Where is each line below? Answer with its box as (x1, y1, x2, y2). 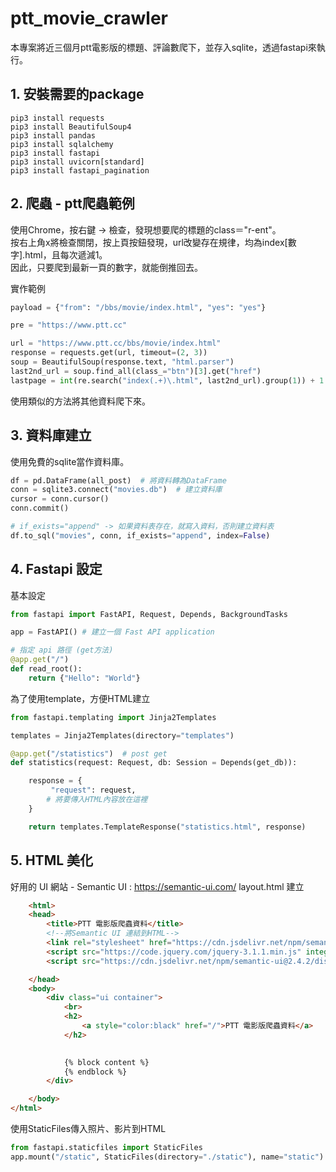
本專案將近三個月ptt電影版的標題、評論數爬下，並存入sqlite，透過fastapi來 (10, 41, 317, 53)
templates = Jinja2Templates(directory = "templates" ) (10, 730, 235, 741)
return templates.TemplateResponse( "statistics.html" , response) (28, 822, 307, 832)
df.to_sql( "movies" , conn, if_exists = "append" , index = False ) (10, 530, 271, 541)
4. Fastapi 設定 (10, 561, 103, 578)
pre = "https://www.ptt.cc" (10, 320, 128, 331)
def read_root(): (10, 664, 83, 674)
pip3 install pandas (10, 130, 97, 141)
